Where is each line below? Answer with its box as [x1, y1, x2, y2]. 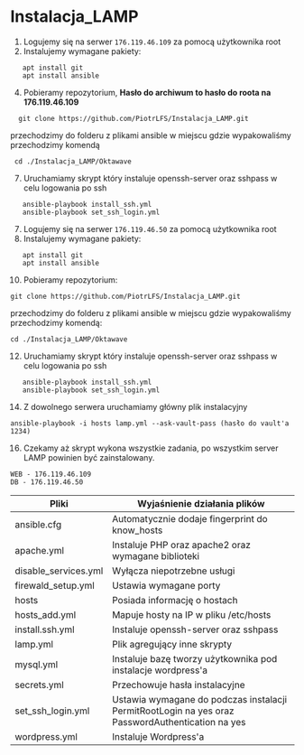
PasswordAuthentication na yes [112, 715, 246, 728]
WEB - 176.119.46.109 [10, 470, 92, 479]
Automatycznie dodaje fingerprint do [112, 512, 269, 525]
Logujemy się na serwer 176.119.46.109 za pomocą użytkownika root [23, 36, 281, 47]
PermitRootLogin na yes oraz [112, 704, 235, 717]
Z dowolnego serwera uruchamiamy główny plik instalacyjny [23, 401, 248, 412]
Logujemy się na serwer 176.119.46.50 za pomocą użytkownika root [23, 223, 278, 234]
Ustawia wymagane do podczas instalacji [112, 693, 288, 705]
